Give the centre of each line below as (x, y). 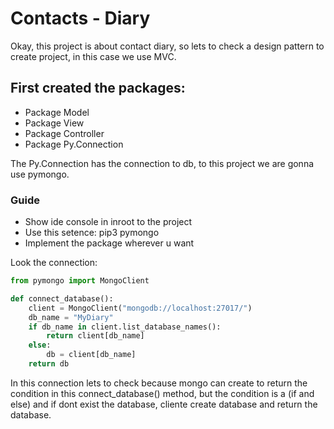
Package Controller (64, 133)
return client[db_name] (95, 336)
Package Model (57, 112)
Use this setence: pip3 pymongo (92, 233)
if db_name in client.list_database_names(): (125, 327)
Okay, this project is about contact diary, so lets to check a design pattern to (167, 46)
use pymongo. (40, 174)
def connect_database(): (62, 298)
